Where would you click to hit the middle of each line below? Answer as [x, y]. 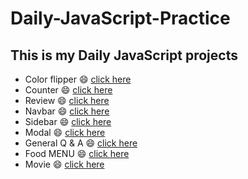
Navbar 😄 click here [67, 111]
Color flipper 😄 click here [78, 79]
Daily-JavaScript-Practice [120, 18]
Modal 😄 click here [65, 132]
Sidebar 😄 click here [68, 121]
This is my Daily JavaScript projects [124, 55]
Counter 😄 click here [68, 90]
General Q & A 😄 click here [81, 143]
